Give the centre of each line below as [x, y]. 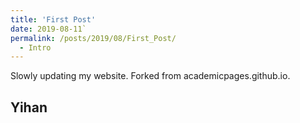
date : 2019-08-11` [48, 29]
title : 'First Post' [53, 19]
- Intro [35, 47]
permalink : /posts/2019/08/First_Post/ [93, 38]
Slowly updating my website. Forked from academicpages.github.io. [150, 76]
